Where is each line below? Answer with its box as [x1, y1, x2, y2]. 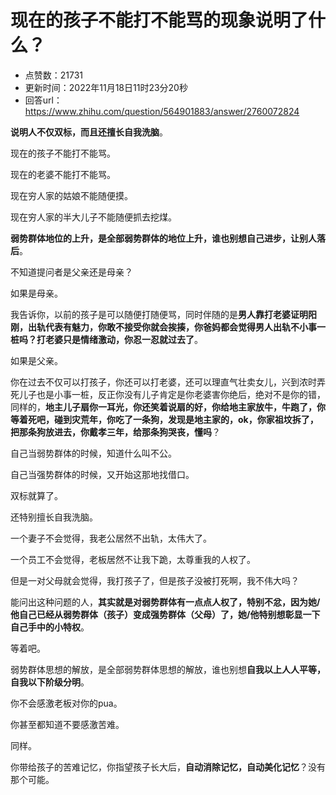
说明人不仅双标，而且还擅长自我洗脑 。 [10, 126, 168, 138]
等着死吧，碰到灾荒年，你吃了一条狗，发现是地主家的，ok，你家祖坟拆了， [10, 413, 319, 425]
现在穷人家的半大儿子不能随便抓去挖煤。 [10, 211, 177, 223]
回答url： [24, 94, 63, 106]
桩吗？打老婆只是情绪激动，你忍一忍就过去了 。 [10, 333, 203, 345]
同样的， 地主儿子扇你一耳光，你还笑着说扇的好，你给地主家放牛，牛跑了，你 [10, 401, 326, 413]
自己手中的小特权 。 [10, 621, 90, 633]
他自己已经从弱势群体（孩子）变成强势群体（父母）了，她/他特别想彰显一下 [10, 608, 321, 620]
